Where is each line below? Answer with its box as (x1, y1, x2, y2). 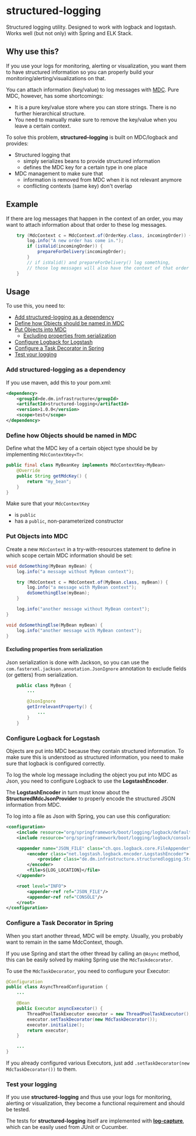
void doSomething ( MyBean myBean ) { (6, 563, 93, 569)
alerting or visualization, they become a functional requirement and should (6, 1100, 185, 1107)
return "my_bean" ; (27, 479, 72, 485)
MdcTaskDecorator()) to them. (6, 1066, 78, 1073)
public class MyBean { (16, 683, 72, 688)
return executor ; (27, 1027, 69, 1033)
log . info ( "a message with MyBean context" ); (27, 585, 137, 591)
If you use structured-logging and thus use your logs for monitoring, (6, 1094, 172, 1101)
